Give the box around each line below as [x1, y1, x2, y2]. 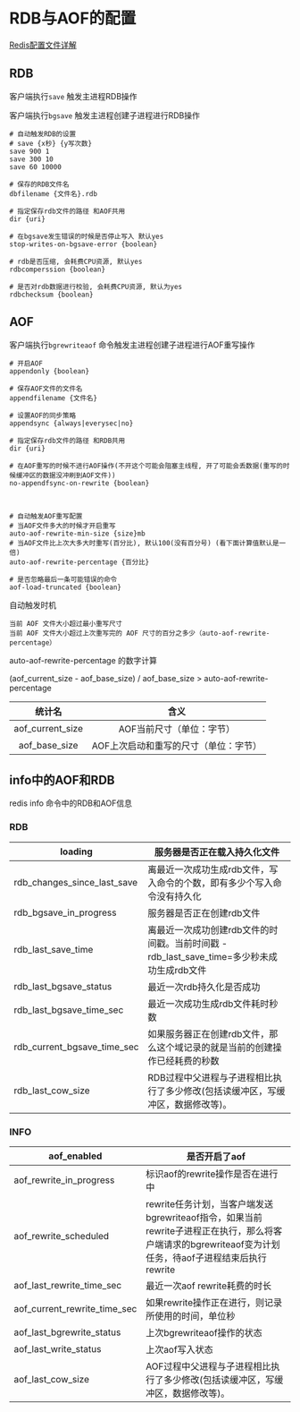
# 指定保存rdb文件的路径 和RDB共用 [9, 436, 126, 445]
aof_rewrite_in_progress [13, 1174, 115, 1186]
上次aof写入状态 [146, 1343, 213, 1356]
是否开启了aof [186, 1150, 246, 1162]
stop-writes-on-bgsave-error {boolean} [9, 239, 158, 249]
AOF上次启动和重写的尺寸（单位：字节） [91, 740, 262, 752]
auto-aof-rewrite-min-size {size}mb [9, 529, 146, 538]
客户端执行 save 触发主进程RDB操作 [9, 90, 137, 101]
